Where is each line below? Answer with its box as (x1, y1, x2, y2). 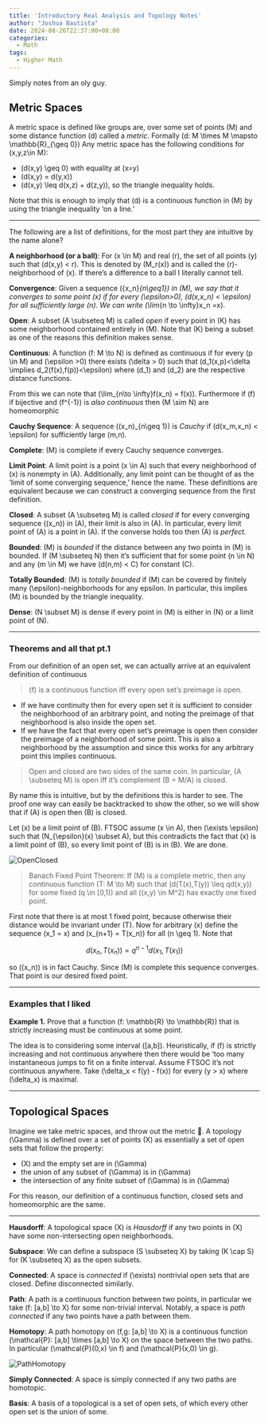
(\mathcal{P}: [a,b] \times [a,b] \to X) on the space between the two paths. (9, 1335, 253, 1344)
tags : (9, 49, 27, 57)
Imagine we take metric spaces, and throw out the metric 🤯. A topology (9, 1126, 242, 1136)
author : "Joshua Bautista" (9, 19, 99, 27)
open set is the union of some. (9, 1406, 109, 1416)
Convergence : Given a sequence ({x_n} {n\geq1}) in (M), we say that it (9, 283, 239, 293)
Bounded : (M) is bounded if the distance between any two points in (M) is (9, 542, 251, 552)
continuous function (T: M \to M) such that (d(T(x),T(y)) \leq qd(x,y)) (28, 879, 253, 889)
